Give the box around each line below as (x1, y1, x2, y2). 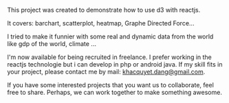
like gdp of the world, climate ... (7, 40, 96, 47)
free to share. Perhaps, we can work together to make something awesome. (7, 89, 222, 96)
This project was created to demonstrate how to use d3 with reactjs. (7, 6, 201, 14)
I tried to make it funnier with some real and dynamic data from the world (7, 32, 214, 41)
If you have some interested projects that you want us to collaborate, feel (7, 81, 215, 89)
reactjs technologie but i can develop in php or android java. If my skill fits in (7, 60, 223, 68)
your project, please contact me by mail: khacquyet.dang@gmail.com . (7, 68, 206, 76)
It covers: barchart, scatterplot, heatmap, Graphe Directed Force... (7, 19, 195, 27)
